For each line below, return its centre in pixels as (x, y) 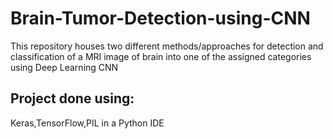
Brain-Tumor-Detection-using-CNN (160, 18)
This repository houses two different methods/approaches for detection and (167, 46)
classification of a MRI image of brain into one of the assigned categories (161, 56)
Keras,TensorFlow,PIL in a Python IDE (87, 123)
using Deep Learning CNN (64, 67)
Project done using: (72, 98)
